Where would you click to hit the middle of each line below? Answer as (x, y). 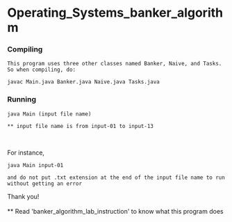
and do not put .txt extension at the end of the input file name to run (116, 177)
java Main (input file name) (49, 114)
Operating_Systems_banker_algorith (115, 13)
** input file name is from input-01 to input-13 (81, 126)
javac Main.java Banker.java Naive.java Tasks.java (83, 82)
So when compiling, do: (42, 70)
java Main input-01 (35, 165)
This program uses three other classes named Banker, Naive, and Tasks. (115, 64)
